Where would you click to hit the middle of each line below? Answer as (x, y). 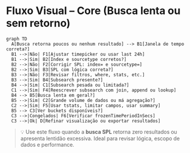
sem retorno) (38, 23)
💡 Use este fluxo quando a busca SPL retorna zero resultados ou (99, 132)
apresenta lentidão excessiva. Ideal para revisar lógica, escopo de (100, 138)
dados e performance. (47, 144)
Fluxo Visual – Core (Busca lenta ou (93, 11)
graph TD (17, 39)
